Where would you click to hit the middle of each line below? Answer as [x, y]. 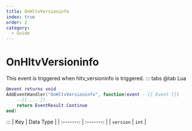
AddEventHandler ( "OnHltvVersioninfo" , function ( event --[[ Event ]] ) [93, 94]
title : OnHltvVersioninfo [37, 11]
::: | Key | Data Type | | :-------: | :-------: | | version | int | [76, 122]
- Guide [21, 33]
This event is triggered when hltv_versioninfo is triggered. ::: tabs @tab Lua [96, 78]
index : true [20, 17]
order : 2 [17, 22]
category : [18, 28]
